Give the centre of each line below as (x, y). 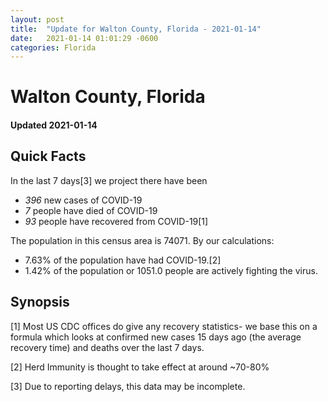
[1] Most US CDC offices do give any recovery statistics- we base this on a (164, 326)
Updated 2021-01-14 (54, 125)
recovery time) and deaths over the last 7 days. (107, 347)
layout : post (37, 19)
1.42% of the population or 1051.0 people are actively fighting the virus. (171, 270)
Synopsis (40, 302)
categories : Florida (53, 47)
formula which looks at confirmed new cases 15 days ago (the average (156, 337)
